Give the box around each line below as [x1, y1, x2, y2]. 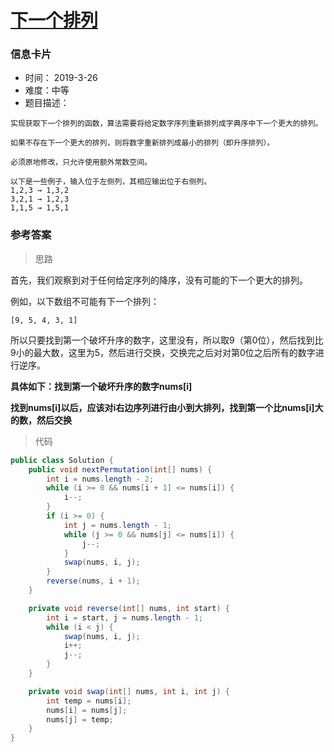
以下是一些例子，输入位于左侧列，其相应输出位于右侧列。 [10, 177, 212, 187]
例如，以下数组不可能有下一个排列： [10, 295, 160, 307]
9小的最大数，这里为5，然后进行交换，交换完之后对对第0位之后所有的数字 [10, 346, 316, 358]
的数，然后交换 [10, 414, 72, 426]
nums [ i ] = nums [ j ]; [46, 705, 128, 715]
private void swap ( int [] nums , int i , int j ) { [28, 686, 230, 696]
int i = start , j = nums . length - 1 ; [46, 612, 203, 623]
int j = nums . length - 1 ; [63, 520, 172, 530]
